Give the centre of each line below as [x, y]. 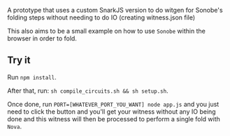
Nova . [15, 126]
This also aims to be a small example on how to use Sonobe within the [107, 31]
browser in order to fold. [42, 38]
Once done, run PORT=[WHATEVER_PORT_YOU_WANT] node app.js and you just [113, 104]
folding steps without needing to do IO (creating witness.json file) [101, 17]
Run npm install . [32, 77]
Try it [19, 60]
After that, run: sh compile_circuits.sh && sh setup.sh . [88, 91]
